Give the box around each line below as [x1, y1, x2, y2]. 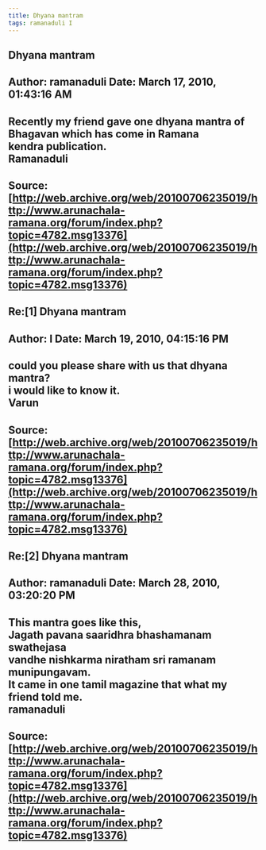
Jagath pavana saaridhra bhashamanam [8, 628, 212, 641]
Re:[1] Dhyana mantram [8, 305, 127, 318]
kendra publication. [8, 140, 107, 153]
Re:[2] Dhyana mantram [8, 549, 129, 563]
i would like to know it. [8, 384, 121, 398]
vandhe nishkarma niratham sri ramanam [8, 652, 217, 667]
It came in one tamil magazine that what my [8, 678, 228, 691]
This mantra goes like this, [8, 616, 142, 629]
